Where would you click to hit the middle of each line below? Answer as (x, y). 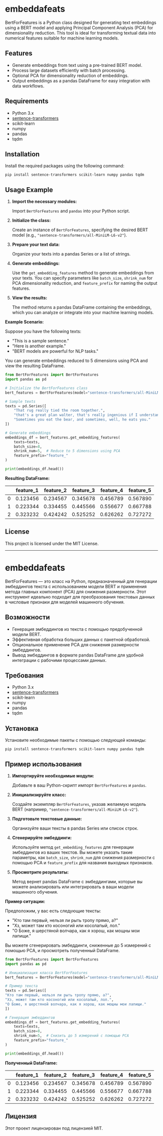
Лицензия (21, 1116)
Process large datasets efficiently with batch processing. (69, 70)
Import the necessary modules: (44, 201)
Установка (22, 728)
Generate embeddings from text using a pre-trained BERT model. (77, 65)
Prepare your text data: (36, 244)
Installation (22, 154)
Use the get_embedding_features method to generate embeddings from (83, 273)
